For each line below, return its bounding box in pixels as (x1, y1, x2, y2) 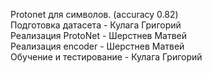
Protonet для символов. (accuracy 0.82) (10, 9, 179, 20)
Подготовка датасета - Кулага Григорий (10, 19, 182, 31)
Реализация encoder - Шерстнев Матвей (10, 40, 185, 52)
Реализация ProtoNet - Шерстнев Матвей (10, 30, 188, 41)
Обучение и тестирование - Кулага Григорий (10, 51, 203, 63)
